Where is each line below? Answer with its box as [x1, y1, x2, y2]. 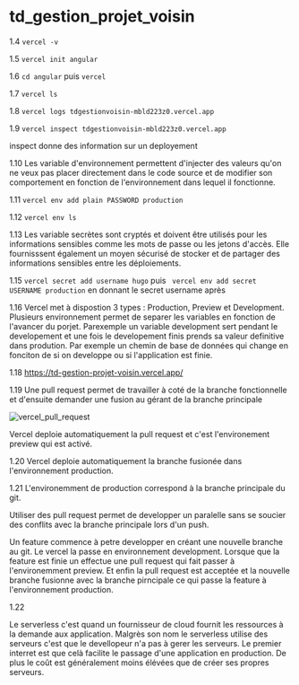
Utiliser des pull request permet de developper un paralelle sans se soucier [9, 509, 286, 520]
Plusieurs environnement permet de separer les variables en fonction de [9, 312, 276, 322]
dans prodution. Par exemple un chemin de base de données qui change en [9, 339, 289, 351]
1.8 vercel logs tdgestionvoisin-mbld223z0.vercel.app [9, 105, 215, 116]
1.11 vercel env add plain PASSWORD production [9, 194, 184, 205]
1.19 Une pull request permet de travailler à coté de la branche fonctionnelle [9, 384, 288, 395]
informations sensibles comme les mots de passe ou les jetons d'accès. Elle [9, 238, 289, 249]
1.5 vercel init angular [9, 53, 98, 64]
